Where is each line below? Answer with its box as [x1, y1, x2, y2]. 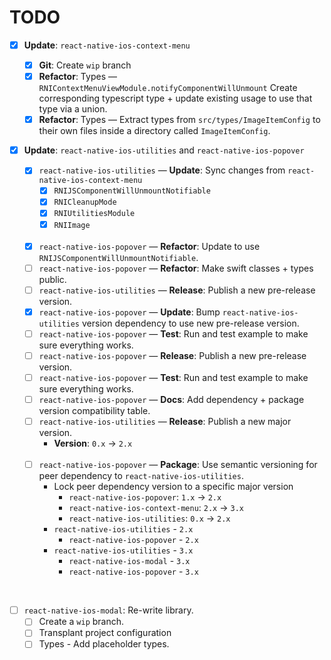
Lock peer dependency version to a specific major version [53, 481, 294, 493]
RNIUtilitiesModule [53, 209, 136, 219]
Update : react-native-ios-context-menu [23, 39, 191, 51]
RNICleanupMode [53, 197, 117, 208]
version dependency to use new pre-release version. [81, 317, 300, 329]
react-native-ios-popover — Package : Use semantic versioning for [38, 459, 318, 471]
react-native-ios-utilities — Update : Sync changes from [38, 164, 286, 176]
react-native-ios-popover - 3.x [68, 566, 199, 578]
